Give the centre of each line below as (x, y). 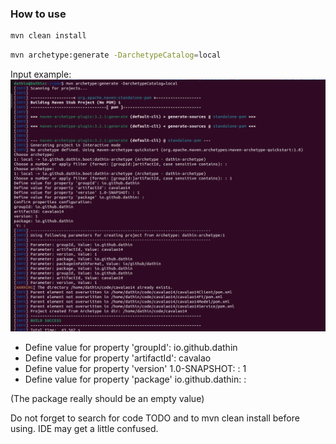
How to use (38, 14)
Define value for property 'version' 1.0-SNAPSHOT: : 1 (135, 368)
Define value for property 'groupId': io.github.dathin (131, 347)
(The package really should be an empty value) (107, 398)
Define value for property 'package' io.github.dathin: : (135, 379)
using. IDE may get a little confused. (84, 428)
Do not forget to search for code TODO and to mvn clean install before (155, 418)
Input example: (41, 74)
